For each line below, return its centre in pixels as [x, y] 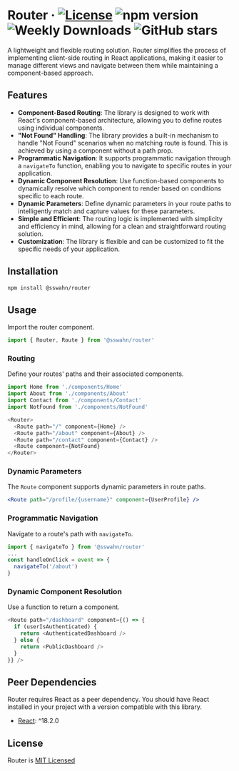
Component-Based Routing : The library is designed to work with [113, 112]
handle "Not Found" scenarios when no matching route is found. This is [123, 143]
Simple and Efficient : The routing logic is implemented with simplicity [120, 218]
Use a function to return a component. [63, 607]
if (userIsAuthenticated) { [56, 627]
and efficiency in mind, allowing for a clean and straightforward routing [122, 226]
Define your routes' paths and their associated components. [96, 374]
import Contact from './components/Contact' [75, 400]
